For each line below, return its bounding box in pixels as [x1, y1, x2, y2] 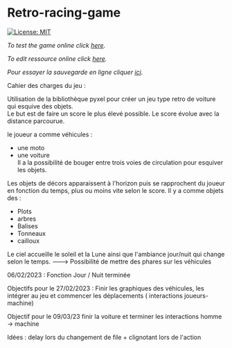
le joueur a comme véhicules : [7, 130, 93, 138]
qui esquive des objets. [7, 102, 74, 110]
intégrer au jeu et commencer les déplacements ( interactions [7, 291, 184, 300]
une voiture [17, 151, 50, 159]
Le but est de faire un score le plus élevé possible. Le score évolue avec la [7, 109, 220, 118]
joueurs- [184, 291, 209, 300]
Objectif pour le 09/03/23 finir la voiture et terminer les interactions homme [7, 312, 222, 320]
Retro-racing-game [7, 5, 121, 21]
